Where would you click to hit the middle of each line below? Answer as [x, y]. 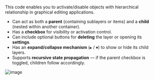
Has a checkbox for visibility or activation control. [62, 32]
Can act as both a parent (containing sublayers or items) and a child [80, 22]
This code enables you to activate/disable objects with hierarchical [72, 7]
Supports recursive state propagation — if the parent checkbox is [79, 57]
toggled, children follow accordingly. [49, 63]
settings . [21, 42]
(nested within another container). [46, 27]
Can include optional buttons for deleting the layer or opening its [77, 37]
